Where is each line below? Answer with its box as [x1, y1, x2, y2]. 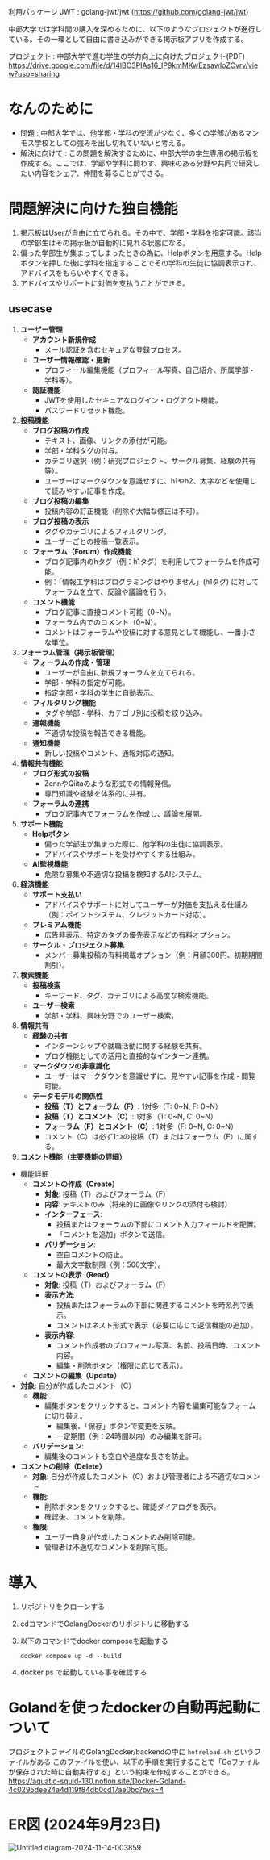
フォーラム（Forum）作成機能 [31, 546, 132, 556]
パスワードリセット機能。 [44, 405, 130, 415]
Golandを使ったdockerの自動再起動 [8, 1698, 247, 1716]
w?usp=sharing [8, 69, 60, 78]
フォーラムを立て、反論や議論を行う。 [44, 587, 171, 596]
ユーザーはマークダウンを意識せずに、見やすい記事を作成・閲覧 [44, 1071, 256, 1080]
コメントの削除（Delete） [19, 1461, 106, 1471]
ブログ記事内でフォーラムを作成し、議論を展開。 [44, 809, 207, 818]
